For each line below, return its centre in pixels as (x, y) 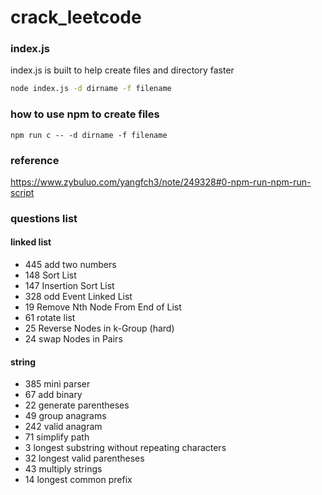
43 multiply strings (63, 469)
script (22, 192)
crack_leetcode (76, 17)
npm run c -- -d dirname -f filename (89, 135)
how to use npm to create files (85, 114)
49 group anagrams (65, 416)
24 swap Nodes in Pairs (73, 339)
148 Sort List (50, 275)
